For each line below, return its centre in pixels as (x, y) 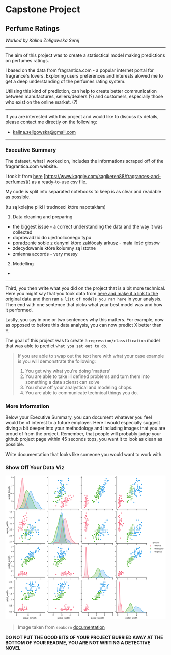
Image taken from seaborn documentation (61, 627)
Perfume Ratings (33, 28)
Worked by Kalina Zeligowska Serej (42, 40)
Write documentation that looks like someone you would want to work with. (84, 454)
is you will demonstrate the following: (57, 361)
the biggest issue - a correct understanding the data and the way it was (88, 227)
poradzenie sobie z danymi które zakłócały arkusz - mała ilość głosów (86, 243)
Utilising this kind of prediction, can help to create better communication (81, 91)
